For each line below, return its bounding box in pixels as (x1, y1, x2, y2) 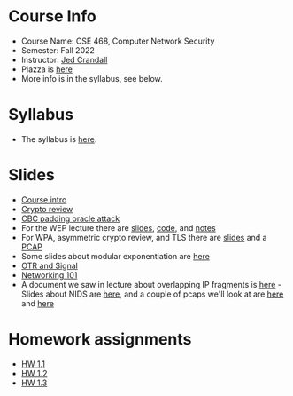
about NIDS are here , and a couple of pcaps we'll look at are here (45, 289, 284, 299)
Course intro (20, 194, 67, 205)
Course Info (8, 6, 96, 27)
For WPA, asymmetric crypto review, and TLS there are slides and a (20, 232, 267, 242)
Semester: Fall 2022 (20, 44, 95, 55)
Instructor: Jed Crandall (20, 54, 108, 65)
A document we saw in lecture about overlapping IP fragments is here (20, 279, 276, 289)
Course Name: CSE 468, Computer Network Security (20, 36, 215, 46)
